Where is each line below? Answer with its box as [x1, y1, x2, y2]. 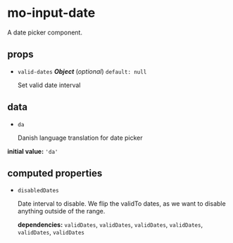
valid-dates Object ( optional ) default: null [17, 67, 147, 75]
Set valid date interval [17, 81, 81, 89]
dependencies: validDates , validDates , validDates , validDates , [17, 221, 203, 229]
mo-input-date [7, 5, 96, 21]
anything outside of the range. [17, 207, 106, 216]
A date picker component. [7, 28, 83, 37]
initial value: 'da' [7, 147, 58, 155]
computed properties [7, 167, 103, 179]
